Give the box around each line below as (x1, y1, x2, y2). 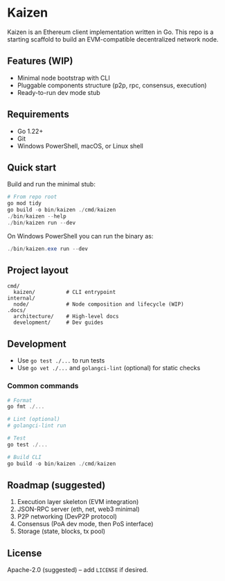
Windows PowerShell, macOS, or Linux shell (17, 141, 144, 150)
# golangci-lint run (7, 422, 67, 429)
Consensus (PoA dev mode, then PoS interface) (17, 520, 154, 528)
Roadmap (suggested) (7, 479, 106, 491)
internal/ (7, 295, 36, 302)
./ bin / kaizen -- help (7, 213, 67, 220)
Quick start (7, 162, 57, 173)
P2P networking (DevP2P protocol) (17, 512, 118, 521)
